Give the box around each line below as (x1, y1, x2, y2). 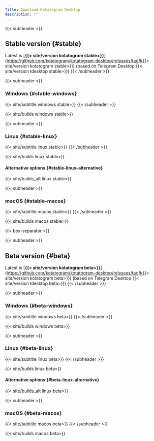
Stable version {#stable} (5, 39, 82, 48)
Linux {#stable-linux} (5, 133, 58, 139)
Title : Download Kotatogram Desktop (5, 7, 80, 12)
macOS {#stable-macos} (5, 198, 66, 204)
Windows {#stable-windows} (5, 90, 77, 97)
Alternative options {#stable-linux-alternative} (5, 165, 103, 170)
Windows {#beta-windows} (5, 303, 73, 309)
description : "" (5, 12, 38, 17)
